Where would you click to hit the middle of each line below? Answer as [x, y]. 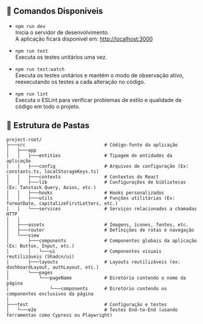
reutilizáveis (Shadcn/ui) [40, 257]
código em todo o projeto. [47, 106]
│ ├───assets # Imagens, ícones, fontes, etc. [98, 225]
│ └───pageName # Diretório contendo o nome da [96, 278]
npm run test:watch [40, 69]
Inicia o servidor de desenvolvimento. [62, 32]
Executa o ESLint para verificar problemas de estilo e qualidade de [98, 100]
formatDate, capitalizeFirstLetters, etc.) [62, 203]
